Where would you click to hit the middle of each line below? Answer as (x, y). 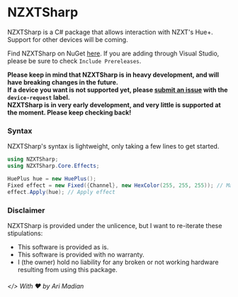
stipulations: (25, 233)
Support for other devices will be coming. (68, 39)
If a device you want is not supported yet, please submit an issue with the (118, 90)
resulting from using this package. (68, 269)
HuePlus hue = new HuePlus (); (52, 178)
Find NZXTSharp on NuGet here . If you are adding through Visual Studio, (113, 53)
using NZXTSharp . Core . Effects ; (53, 166)
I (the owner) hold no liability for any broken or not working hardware (118, 262)
